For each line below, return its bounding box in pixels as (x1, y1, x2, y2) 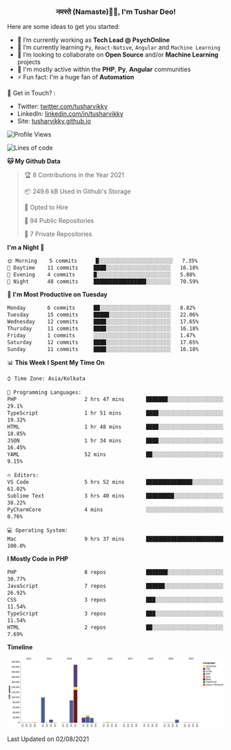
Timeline (7, 643, 33, 651)
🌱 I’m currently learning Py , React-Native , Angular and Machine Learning (17, 43, 221, 52)
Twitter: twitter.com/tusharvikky (17, 102, 108, 110)
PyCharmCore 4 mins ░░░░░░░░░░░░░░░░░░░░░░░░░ (7, 506, 224, 513)
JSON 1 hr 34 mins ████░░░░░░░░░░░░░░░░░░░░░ (7, 437, 224, 444)
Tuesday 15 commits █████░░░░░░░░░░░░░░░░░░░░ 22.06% (7, 311, 199, 319)
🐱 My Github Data (7, 157, 61, 166)
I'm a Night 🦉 (7, 244, 45, 252)
